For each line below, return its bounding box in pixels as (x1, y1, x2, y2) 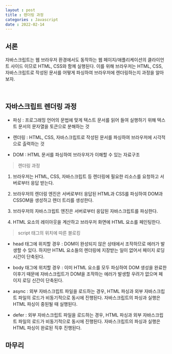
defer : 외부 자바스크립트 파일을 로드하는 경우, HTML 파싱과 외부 (12, 311, 142, 318)
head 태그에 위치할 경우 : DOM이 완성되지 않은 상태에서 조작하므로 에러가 (12, 241, 160, 247)
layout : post (5, 7, 36, 13)
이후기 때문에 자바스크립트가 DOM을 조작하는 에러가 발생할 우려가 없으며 (12, 270, 158, 277)
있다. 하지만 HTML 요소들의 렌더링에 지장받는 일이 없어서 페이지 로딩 (28, 247, 165, 253)
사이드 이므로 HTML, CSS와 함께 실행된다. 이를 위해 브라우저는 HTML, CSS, (10, 63, 163, 69)
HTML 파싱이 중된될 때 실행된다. (12, 301, 78, 307)
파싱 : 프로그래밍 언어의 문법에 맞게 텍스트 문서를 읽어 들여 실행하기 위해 (12, 116, 156, 123)
